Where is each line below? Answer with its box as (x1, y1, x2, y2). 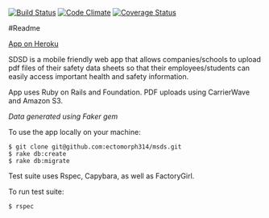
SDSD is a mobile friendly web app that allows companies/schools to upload (8, 55, 262, 64)
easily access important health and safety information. (8, 72, 189, 81)
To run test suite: (8, 187, 64, 196)
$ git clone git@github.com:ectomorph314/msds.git (8, 143, 182, 151)
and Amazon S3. (8, 96, 63, 105)
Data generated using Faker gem (8, 111, 118, 121)
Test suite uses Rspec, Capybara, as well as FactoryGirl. (8, 171, 195, 181)
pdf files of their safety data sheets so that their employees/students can (8, 63, 250, 73)
